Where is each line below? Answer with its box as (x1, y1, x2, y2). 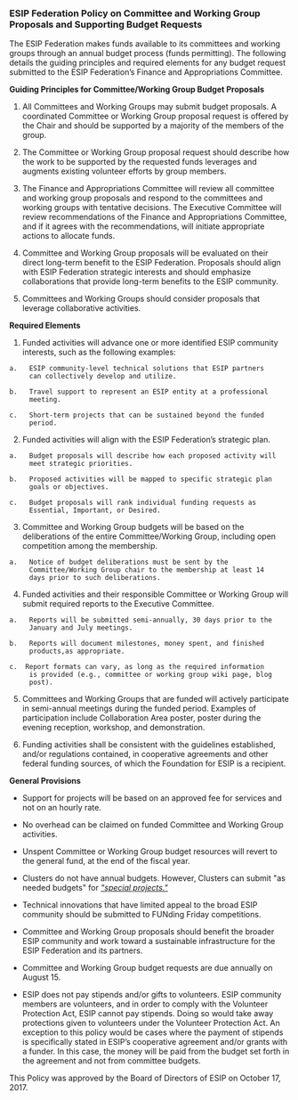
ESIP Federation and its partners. (21, 945, 143, 956)
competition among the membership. (21, 541, 158, 551)
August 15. (21, 972, 61, 982)
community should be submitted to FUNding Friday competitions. (21, 909, 262, 920)
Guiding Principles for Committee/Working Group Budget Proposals (9, 84, 265, 95)
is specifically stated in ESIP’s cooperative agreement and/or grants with (21, 1037, 288, 1047)
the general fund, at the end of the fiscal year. (21, 856, 190, 867)
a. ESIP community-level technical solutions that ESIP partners (9, 364, 265, 373)
